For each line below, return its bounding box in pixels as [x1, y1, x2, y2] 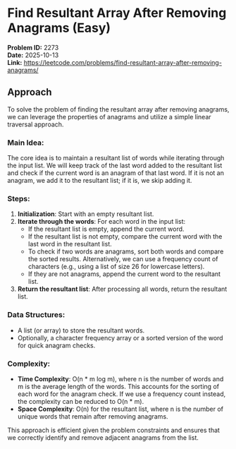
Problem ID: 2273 [7, 43, 59, 52]
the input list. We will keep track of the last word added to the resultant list [7, 161, 223, 170]
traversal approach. [7, 120, 64, 128]
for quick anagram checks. [17, 341, 96, 349]
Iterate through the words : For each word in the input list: [17, 217, 186, 226]
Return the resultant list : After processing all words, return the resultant [17, 285, 228, 294]
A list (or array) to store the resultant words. [17, 326, 145, 335]
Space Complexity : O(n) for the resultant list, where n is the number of [17, 405, 224, 413]
